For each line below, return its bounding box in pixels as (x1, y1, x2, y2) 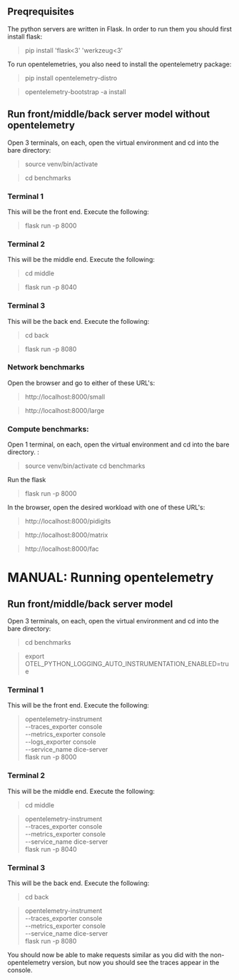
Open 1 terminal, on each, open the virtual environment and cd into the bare (7, 440, 230, 449)
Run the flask (7, 476, 46, 484)
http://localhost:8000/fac (24, 545, 99, 553)
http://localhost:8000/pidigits (24, 517, 111, 526)
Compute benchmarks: (7, 424, 89, 434)
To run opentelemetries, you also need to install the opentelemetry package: (7, 60, 232, 68)
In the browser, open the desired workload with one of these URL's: (7, 503, 205, 512)
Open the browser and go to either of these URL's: (7, 378, 156, 387)
